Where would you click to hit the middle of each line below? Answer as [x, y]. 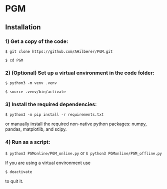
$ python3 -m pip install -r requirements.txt [54, 115]
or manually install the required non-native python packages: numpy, [76, 124]
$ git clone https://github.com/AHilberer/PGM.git [59, 51]
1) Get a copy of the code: [37, 41]
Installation [23, 27]
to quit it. [14, 181]
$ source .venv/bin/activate [35, 92]
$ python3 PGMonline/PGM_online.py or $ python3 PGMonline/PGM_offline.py [84, 153]
